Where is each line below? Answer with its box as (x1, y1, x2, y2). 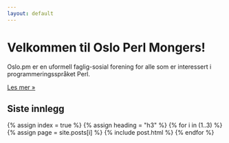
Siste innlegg (7, 102, 65, 114)
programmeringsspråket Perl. (7, 69, 91, 78)
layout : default (7, 10, 54, 17)
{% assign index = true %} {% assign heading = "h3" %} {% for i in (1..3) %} (7, 121, 223, 129)
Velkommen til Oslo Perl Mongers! (7, 39, 206, 55)
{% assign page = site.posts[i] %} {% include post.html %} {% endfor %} (7, 129, 215, 137)
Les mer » (7, 83, 36, 91)
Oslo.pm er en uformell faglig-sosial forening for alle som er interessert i (7, 63, 212, 71)
